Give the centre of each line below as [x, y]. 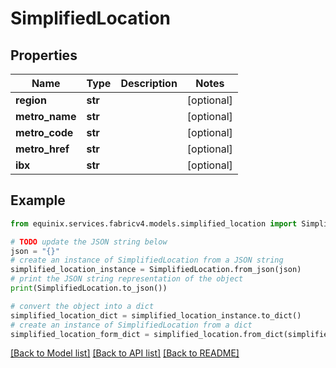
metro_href [42, 149]
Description [149, 83]
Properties [44, 55]
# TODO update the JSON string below [89, 242]
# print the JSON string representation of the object [127, 279]
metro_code [44, 132]
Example [38, 200]
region [31, 100]
